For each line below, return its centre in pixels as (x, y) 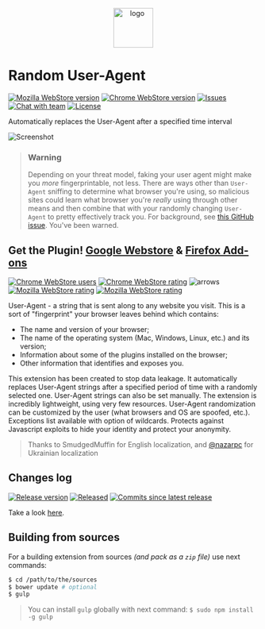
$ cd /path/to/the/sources (53, 580)
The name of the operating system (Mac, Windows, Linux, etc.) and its (134, 338)
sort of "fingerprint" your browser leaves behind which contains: (114, 314)
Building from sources (64, 537)
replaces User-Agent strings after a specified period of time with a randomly (133, 387)
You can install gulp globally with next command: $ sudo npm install (140, 610)
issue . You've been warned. (73, 226)
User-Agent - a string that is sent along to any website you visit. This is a (127, 306)
